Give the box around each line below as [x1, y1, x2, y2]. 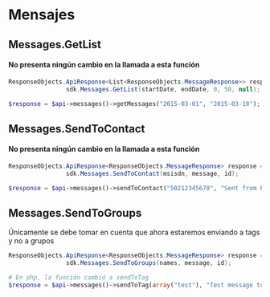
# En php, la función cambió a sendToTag [8, 274, 149, 282]
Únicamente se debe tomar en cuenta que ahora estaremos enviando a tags [8, 227, 260, 238]
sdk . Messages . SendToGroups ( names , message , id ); [65, 259, 231, 267]
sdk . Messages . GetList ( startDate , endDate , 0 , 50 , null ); [65, 85, 261, 93]
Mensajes [8, 6, 76, 24]
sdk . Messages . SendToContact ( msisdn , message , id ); [65, 169, 239, 177]
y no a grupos [8, 236, 55, 246]
